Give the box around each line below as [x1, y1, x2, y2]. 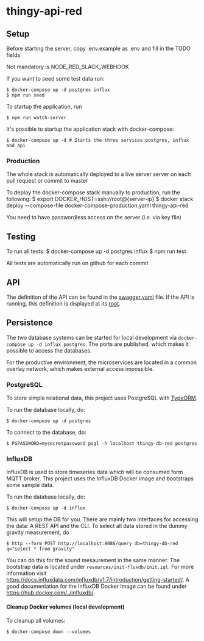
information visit [6, 570, 47, 577]
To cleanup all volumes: [6, 617, 66, 624]
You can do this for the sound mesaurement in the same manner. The [6, 557, 180, 564]
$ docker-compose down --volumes [6, 628, 91, 635]
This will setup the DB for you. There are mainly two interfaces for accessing [6, 516, 199, 523]
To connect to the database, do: [6, 429, 86, 436]
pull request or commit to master [6, 177, 88, 185]
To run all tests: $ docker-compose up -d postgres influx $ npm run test [6, 247, 187, 255]
